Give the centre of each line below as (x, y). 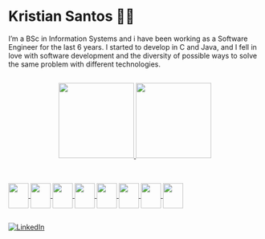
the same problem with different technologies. (84, 64)
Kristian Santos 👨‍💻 (71, 16)
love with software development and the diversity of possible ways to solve (133, 55)
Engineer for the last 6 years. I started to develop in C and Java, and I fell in (132, 47)
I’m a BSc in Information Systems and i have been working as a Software (128, 38)
